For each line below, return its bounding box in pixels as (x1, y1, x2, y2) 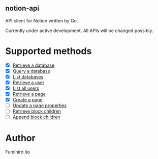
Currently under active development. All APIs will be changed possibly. (5, 28, 153, 34)
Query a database (12, 68, 51, 74)
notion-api (5, 4, 40, 13)
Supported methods (5, 45, 92, 57)
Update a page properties (12, 102, 67, 109)
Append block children (12, 114, 60, 120)
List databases (12, 73, 44, 79)
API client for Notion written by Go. (5, 17, 78, 23)
